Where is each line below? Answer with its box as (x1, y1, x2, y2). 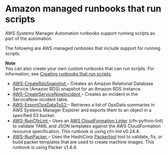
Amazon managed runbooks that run (5, 3, 161, 14)
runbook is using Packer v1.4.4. (12, 144, 78, 150)
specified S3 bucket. (12, 112, 56, 118)
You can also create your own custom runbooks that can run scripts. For (5, 65, 154, 71)
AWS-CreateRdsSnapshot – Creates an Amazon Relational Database (12, 80, 153, 86)
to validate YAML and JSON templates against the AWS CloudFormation (12, 123, 161, 129)
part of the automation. (5, 35, 53, 41)
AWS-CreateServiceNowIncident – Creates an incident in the (12, 91, 138, 97)
